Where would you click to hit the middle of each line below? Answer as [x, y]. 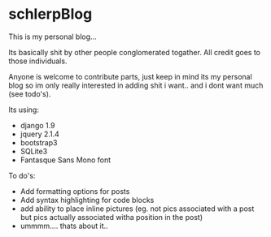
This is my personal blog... [52, 37]
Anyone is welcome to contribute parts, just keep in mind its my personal [130, 76]
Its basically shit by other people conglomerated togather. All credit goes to [134, 52]
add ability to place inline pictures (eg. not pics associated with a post [137, 209]
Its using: [24, 110]
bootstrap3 [39, 142]
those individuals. [38, 61]
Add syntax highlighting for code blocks [87, 200]
